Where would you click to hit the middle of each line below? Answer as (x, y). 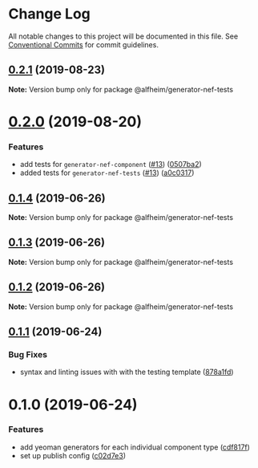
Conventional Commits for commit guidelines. (83, 44)
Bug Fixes (28, 354)
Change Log (49, 14)
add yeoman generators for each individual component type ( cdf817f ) (135, 447)
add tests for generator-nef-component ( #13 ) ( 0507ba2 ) (111, 165)
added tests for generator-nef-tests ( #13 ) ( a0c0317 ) (107, 173)
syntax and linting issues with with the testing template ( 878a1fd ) (127, 372)
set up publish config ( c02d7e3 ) (73, 455)
